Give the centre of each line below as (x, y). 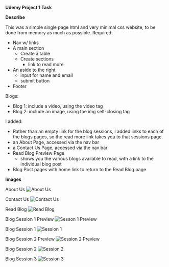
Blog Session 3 (21, 259)
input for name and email (46, 75)
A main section (28, 48)
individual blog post (41, 164)
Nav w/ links (26, 43)
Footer (20, 86)
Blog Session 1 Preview (30, 219)
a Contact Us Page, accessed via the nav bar (60, 148)
